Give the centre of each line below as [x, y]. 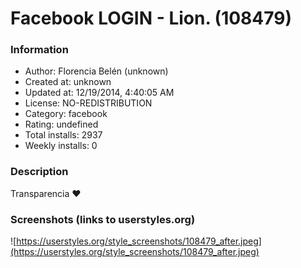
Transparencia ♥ [46, 193]
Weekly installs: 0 [61, 146]
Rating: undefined [61, 124]
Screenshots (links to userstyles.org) [103, 219]
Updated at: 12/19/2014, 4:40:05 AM [99, 93]
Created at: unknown [68, 82]
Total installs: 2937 [63, 135]
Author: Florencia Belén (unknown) [96, 71]
